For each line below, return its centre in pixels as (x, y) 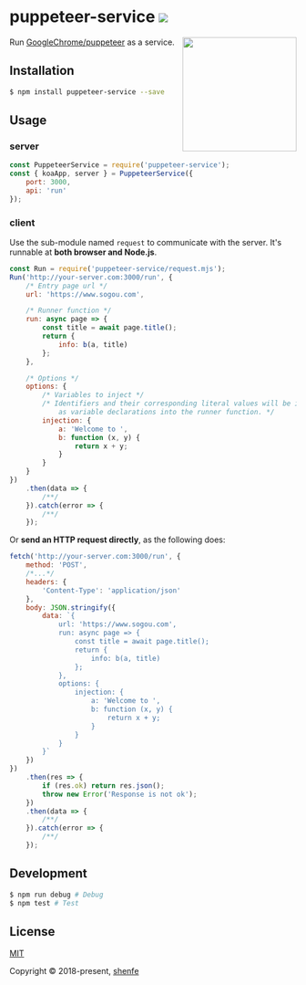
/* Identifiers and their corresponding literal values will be (167, 403)
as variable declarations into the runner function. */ (166, 413)
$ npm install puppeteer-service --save (87, 92)
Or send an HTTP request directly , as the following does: (117, 540)
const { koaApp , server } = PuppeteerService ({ (102, 174)
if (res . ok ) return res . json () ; (104, 786)
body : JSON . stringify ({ (71, 608)
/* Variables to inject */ (93, 395)
